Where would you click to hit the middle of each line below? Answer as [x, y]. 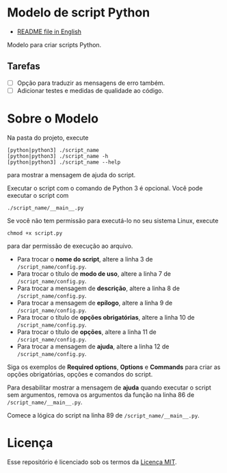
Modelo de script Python [79, 13]
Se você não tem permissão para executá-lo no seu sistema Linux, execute [113, 220]
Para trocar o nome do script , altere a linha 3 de [85, 259]
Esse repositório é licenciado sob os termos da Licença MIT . [92, 462]
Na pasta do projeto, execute [48, 138]
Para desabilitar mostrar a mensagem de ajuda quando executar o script [109, 387]
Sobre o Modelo [53, 119]
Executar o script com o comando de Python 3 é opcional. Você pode [105, 188]
